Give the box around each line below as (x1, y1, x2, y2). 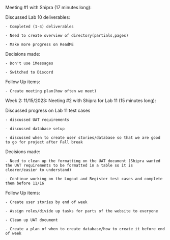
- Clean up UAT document (5, 218, 58, 223)
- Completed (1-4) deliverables (5, 24, 74, 29)
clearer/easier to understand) (5, 167, 72, 173)
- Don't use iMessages (5, 61, 53, 66)
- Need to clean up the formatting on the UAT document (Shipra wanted (5, 158, 160, 163)
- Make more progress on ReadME (5, 42, 74, 47)
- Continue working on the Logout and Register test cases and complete (5, 176, 163, 181)
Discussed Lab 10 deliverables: (5, 14, 70, 20)
